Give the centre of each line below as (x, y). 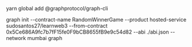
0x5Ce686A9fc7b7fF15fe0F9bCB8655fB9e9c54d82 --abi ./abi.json (88, 32)
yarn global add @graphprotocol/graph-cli (57, 8)
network (16, 38)
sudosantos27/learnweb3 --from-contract (57, 26)
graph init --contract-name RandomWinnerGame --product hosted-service (96, 19)
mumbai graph (45, 38)
